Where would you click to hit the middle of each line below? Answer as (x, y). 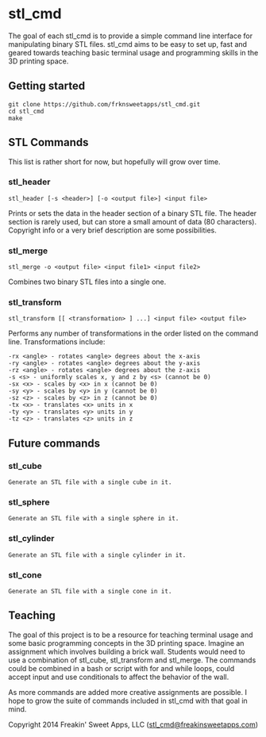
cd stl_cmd (26, 111)
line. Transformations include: (57, 342)
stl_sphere (29, 502)
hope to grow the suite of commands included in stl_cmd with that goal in (128, 701)
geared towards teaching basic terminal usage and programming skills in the (133, 52)
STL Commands (48, 142)
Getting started (47, 86)
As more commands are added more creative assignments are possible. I (128, 692)
